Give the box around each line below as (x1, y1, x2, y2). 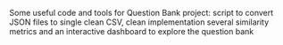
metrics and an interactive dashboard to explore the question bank (9, 26, 254, 36)
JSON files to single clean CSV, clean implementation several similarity (9, 17, 270, 27)
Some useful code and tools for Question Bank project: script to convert (9, 8, 274, 18)
